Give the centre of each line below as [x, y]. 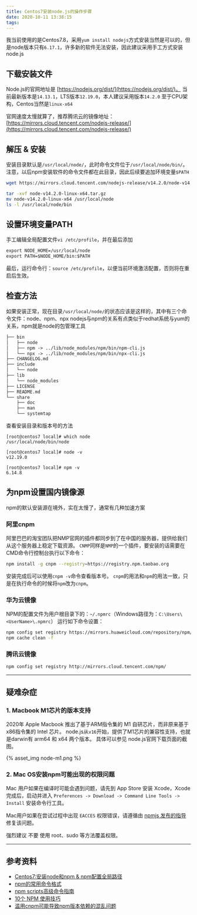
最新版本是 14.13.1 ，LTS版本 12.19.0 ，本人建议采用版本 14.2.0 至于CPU [97, 97]
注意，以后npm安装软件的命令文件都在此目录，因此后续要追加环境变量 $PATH [98, 172]
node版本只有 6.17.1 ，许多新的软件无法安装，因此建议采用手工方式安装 [97, 47]
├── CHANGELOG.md [27, 359]
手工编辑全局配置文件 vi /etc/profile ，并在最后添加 [69, 239]
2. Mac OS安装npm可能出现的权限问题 [61, 774]
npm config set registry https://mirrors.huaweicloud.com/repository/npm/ [99, 633]
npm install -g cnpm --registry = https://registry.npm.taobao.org [87, 564]
